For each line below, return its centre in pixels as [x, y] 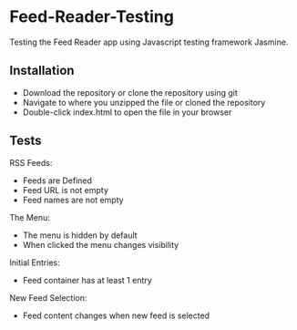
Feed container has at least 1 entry [87, 280]
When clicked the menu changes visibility [101, 244]
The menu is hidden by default [80, 235]
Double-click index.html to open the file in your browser [127, 112]
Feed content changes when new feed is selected [116, 315]
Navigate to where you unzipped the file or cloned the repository [144, 102]
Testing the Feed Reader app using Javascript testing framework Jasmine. [149, 42]
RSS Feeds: [31, 162]
